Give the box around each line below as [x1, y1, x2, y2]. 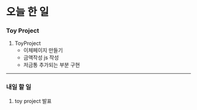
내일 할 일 [6, 83, 31, 91]
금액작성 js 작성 [23, 54, 59, 61]
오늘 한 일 [6, 5, 49, 19]
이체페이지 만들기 [23, 47, 63, 54]
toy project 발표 [14, 97, 52, 104]
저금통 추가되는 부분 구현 [23, 61, 80, 68]
